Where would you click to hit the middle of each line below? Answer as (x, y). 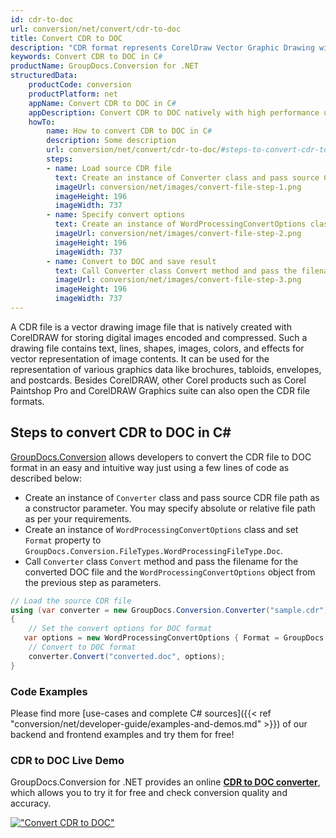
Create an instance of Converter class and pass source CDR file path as (172, 497)
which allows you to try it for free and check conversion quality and (149, 793)
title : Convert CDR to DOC (66, 38)
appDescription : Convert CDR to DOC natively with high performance (174, 112)
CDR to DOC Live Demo (67, 760)
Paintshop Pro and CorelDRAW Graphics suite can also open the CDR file (160, 390)
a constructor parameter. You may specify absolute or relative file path (170, 508)
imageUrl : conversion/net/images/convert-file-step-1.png (178, 187)
